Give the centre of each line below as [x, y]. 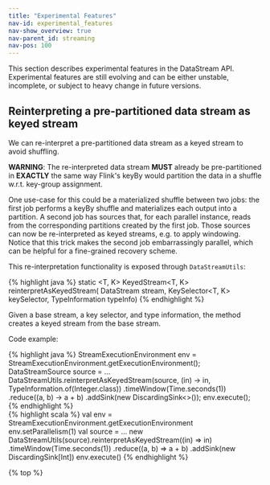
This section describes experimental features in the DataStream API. [121, 68]
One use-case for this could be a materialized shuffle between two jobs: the [134, 199]
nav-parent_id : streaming [51, 38]
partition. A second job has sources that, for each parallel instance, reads [130, 216]
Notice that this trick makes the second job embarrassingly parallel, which [131, 242]
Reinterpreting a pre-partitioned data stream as [129, 111]
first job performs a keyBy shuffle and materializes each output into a [123, 208]
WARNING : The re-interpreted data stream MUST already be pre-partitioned [135, 166]
